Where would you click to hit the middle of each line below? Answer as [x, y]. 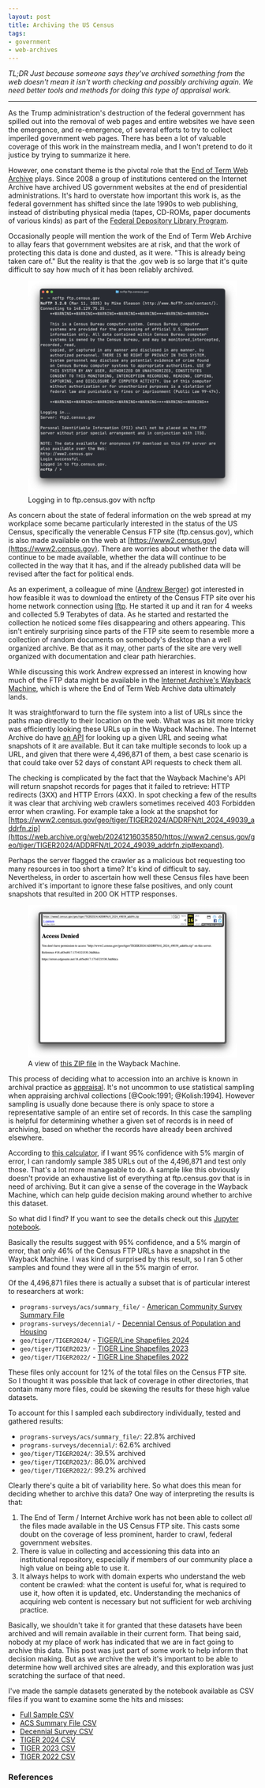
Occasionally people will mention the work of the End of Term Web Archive [130, 236]
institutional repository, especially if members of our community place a [136, 1560]
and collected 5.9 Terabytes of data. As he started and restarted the [118, 614]
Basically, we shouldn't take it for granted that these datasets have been [125, 1625]
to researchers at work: [46, 1292]
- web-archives [33, 50]
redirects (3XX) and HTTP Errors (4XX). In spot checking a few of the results [132, 794]
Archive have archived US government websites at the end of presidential [128, 187]
